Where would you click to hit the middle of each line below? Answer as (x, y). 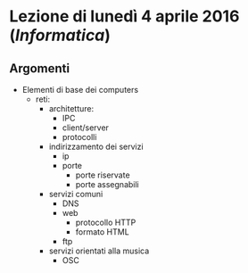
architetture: (71, 108)
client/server (86, 128)
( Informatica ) (60, 35)
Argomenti (39, 68)
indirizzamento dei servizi (96, 146)
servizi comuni (76, 194)
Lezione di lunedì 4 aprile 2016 (124, 17)
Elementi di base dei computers (80, 90)
